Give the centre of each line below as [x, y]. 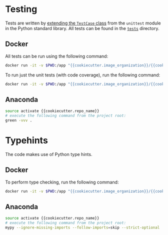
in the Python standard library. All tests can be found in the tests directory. [82, 28]
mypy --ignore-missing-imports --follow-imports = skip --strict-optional [82, 228]
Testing [21, 9]
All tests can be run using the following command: [57, 56]
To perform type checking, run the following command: [62, 182]
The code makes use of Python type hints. [49, 154]
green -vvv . [19, 120]
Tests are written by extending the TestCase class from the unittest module [83, 23]
